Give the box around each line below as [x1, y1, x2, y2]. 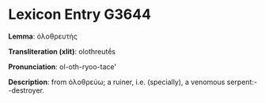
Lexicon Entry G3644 [8, 6, 152, 24]
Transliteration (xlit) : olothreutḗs [8, 46, 116, 56]
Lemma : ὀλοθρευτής [8, 31, 78, 41]
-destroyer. [8, 85, 45, 95]
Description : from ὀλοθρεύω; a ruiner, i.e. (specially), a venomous [8, 77, 225, 86]
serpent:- [226, 77, 258, 86]
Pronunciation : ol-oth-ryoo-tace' [8, 61, 117, 72]
